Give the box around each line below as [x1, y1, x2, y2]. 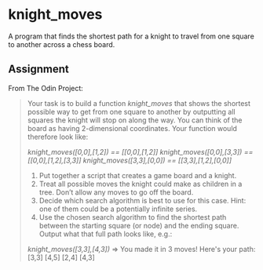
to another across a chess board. [8, 39, 115, 49]
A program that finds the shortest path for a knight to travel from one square [8, 31, 255, 41]
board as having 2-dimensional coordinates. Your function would [27, 123, 238, 133]
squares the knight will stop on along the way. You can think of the [27, 115, 243, 125]
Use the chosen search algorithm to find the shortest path [38, 212, 227, 221]
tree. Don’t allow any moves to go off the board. [38, 187, 194, 197]
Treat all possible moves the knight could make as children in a [38, 179, 243, 188]
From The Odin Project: [8, 83, 84, 93]
